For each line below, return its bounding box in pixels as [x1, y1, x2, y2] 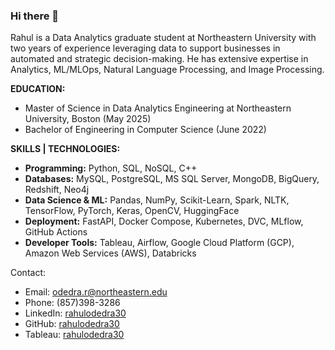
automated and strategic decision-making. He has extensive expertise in [10, 53, 309, 65]
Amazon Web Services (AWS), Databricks [24, 247, 197, 259]
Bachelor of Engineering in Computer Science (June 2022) [24, 124, 267, 136]
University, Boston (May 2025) [24, 113, 152, 125]
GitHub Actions [24, 226, 88, 238]
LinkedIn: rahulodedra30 [24, 307, 127, 319]
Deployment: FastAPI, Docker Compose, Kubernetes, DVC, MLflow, [24, 215, 304, 228]
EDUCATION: [10, 83, 66, 95]
